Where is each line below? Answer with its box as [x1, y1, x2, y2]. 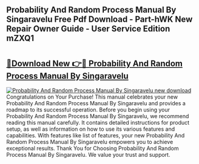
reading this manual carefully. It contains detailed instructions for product [6, 119, 190, 126]
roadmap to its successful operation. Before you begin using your [6, 106, 170, 113]
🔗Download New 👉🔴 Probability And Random [6, 58, 183, 68]
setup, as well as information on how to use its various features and [6, 125, 175, 133]
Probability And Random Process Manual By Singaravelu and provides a [6, 100, 186, 107]
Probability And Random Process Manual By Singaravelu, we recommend [6, 113, 189, 120]
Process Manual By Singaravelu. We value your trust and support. [6, 151, 170, 158]
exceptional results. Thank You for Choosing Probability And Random [6, 145, 179, 152]
